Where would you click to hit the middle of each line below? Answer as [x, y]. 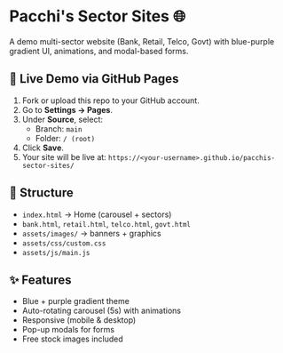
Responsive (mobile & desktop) [79, 320]
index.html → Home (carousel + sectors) [97, 214]
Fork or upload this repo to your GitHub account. [110, 100]
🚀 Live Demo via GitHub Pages [94, 79]
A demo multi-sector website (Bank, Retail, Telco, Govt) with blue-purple [142, 41]
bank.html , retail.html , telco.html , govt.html [106, 223]
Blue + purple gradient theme [76, 301]
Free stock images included [73, 339]
